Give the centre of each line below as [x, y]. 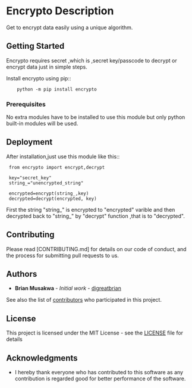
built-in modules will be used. [42, 124]
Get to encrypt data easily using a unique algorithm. [70, 27]
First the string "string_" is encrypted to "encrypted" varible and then [91, 209]
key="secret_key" [30, 178]
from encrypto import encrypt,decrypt [57, 167]
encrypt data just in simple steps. [47, 67]
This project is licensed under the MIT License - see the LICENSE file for [95, 333]
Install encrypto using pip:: [39, 78]
